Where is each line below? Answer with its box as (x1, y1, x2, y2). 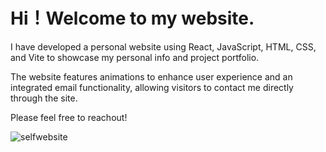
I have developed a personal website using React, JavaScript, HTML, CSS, (10, 40, 317, 53)
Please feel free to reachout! (10, 111, 128, 123)
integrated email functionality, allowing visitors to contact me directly (10, 81, 294, 93)
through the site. (10, 92, 78, 104)
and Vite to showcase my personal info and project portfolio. (10, 51, 260, 63)
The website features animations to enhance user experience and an (10, 70, 293, 83)
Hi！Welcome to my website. (10, 7, 255, 30)
